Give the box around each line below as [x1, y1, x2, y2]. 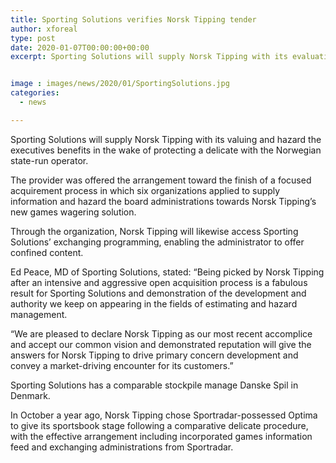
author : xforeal [10, 24, 78, 34]
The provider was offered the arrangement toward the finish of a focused [10, 174, 312, 186]
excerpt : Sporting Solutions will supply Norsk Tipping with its [10, 52, 288, 62]
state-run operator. [10, 154, 89, 166]
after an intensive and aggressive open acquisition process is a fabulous [10, 276, 308, 288]
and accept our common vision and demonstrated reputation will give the [10, 338, 312, 350]
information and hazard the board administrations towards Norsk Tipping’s [10, 195, 317, 207]
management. [10, 308, 68, 320]
